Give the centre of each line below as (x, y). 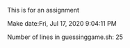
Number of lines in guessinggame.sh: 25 (65, 37)
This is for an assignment (43, 10)
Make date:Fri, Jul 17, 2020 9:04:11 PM (62, 23)
